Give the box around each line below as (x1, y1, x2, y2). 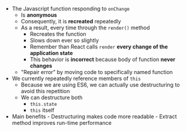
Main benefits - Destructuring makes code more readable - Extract (11, 113, 177, 120)
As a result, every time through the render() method (20, 24, 150, 31)
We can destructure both (20, 94, 83, 101)
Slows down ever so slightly (29, 37, 99, 44)
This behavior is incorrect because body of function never (29, 56, 176, 63)
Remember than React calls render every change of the (29, 43, 168, 50)
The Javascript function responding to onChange (11, 5, 130, 12)
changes (29, 62, 53, 69)
